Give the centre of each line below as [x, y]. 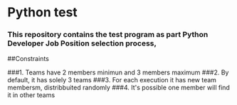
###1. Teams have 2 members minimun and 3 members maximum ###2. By [118, 72]
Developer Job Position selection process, [82, 43]
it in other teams [31, 95]
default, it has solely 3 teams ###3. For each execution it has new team [112, 80]
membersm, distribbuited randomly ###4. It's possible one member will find [118, 88]
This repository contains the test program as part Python [108, 35]
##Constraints [28, 59]
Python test [43, 12]
